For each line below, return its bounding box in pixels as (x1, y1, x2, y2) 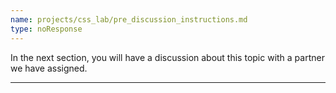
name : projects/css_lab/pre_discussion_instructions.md (10, 14, 248, 25)
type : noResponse (10, 24, 83, 34)
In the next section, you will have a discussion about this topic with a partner (10, 51, 325, 63)
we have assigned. (10, 62, 88, 74)
